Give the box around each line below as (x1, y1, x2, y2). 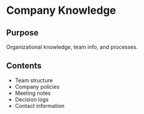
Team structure (14, 76, 53, 84)
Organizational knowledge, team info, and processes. (6, 43, 138, 50)
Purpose (6, 28, 39, 38)
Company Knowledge (6, 4, 116, 17)
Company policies (14, 83, 60, 90)
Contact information (14, 102, 65, 109)
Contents (6, 61, 42, 71)
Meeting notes (14, 89, 51, 97)
